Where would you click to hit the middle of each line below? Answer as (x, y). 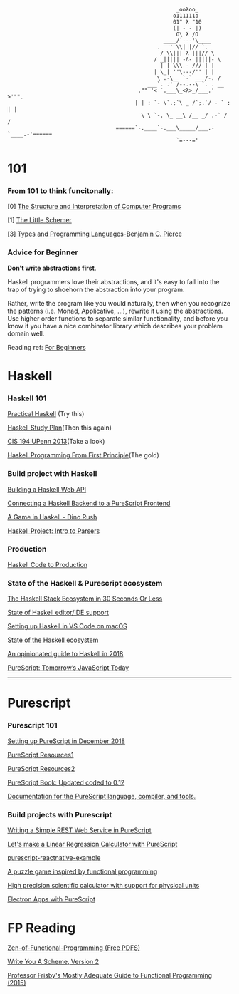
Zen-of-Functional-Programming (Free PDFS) (74, 948)
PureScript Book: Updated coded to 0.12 (66, 782)
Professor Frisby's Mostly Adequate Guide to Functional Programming (110, 975)
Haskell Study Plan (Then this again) (60, 428)
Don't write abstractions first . (52, 268)
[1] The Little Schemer (40, 220)
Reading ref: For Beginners (47, 347)
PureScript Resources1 (41, 755)
